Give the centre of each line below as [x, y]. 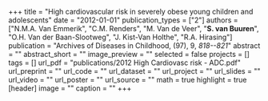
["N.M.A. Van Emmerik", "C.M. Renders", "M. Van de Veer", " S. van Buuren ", [134, 28]
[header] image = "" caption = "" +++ [70, 88]
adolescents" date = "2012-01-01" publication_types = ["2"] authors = [123, 20]
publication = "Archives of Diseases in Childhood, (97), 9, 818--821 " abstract [134, 46]
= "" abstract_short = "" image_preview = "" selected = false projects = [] [129, 54]
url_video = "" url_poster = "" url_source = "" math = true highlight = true [128, 80]
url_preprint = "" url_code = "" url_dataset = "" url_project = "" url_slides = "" [134, 71]
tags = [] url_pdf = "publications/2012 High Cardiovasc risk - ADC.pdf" [125, 63]
